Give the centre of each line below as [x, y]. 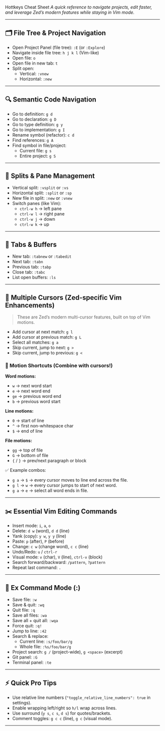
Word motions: [21, 376]
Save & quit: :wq [28, 605]
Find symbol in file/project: [39, 145]
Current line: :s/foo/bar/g [46, 641]
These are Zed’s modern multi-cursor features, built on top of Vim [84, 317]
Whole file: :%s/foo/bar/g [45, 646]
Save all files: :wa [29, 615]
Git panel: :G [25, 657]
